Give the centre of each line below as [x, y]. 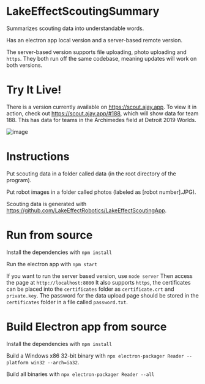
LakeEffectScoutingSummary [83, 11]
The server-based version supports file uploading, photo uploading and [96, 52]
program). [19, 180]
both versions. [24, 65]
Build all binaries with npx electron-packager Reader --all [80, 374]
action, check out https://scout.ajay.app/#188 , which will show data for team [102, 113]
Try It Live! [34, 90]
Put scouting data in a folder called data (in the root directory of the [91, 174]
